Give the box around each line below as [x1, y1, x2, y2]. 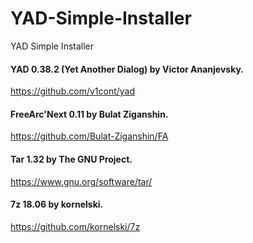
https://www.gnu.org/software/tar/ [10, 175, 153, 187]
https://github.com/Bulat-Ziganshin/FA [10, 130, 169, 142]
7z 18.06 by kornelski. [10, 198, 104, 211]
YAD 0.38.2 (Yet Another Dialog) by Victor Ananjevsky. [10, 63, 244, 75]
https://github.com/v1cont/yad [10, 85, 136, 97]
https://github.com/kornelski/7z [10, 220, 141, 232]
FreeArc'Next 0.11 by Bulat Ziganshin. [10, 108, 169, 120]
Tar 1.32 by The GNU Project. [10, 153, 133, 165]
